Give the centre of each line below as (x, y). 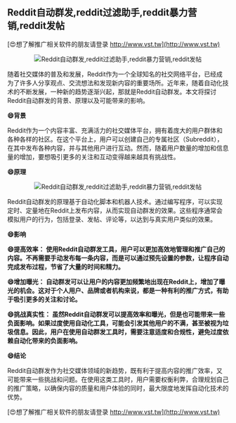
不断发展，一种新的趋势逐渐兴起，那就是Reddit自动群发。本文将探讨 (118, 91)
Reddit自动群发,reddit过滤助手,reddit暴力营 (102, 13)
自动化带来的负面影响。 (47, 341)
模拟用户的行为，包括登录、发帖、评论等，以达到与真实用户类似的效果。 (112, 219)
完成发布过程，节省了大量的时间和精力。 (66, 267)
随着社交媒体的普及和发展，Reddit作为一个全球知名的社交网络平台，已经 (112, 74)
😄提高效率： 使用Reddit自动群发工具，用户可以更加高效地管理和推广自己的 (116, 249)
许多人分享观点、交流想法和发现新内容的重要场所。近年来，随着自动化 (121, 82)
